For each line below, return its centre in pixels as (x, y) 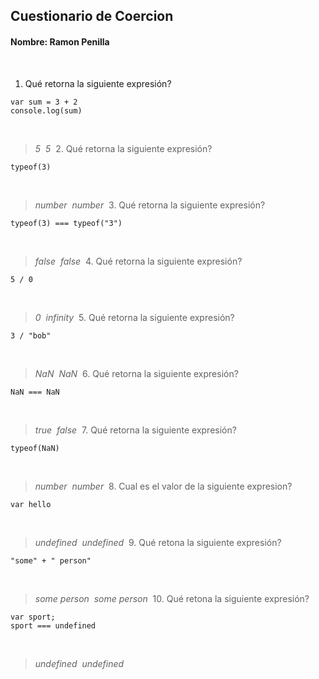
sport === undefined (53, 625)
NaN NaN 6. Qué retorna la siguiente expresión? (136, 373)
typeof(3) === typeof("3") (66, 223)
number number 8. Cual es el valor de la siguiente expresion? (163, 486)
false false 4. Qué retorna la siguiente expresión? (138, 261)
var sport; (33, 617)
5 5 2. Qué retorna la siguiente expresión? (123, 148)
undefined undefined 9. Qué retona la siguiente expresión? (158, 542)
